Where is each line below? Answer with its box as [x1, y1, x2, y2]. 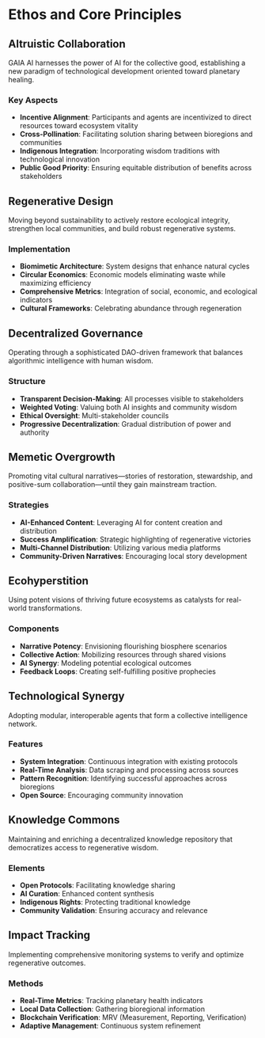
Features [8, 739, 44, 750]
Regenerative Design [8, 194, 114, 207]
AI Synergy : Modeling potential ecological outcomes [19, 658, 192, 667]
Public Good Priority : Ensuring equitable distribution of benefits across [19, 163, 252, 173]
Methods [8, 978, 44, 989]
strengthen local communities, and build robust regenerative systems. [8, 224, 236, 234]
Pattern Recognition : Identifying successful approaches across [19, 774, 228, 783]
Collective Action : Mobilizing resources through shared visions [19, 649, 227, 659]
